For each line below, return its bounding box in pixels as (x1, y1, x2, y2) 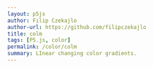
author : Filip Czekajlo (7, 17, 78, 24)
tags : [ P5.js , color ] (7, 37, 71, 44)
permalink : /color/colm (7, 43, 78, 50)
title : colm (7, 30, 42, 38)
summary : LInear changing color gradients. (7, 50, 137, 57)
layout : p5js (7, 10, 46, 18)
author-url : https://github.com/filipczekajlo (7, 23, 147, 30)
